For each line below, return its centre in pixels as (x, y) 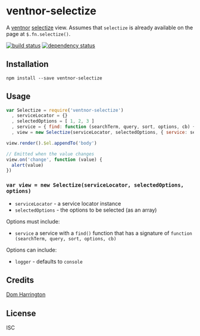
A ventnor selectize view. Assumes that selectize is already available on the (100, 28)
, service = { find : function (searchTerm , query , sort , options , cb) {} (105, 127)
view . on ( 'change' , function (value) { (54, 160)
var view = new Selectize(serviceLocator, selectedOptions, (95, 185)
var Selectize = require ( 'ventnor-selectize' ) (65, 110)
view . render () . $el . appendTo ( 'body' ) (51, 143)
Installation (27, 64)
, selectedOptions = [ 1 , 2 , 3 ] (53, 121)
